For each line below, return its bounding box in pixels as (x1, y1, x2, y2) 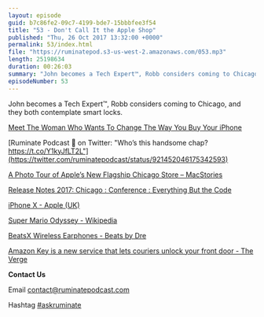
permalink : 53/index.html (8, 41, 93, 49)
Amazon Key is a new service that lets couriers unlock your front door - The (8, 245, 254, 256)
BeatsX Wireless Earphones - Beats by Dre (8, 230, 147, 240)
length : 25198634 (8, 56, 65, 64)
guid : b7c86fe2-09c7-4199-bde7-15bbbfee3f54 (8, 19, 156, 27)
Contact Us (8, 269, 46, 279)
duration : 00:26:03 (8, 63, 72, 71)
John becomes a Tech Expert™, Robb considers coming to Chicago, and (8, 99, 241, 109)
